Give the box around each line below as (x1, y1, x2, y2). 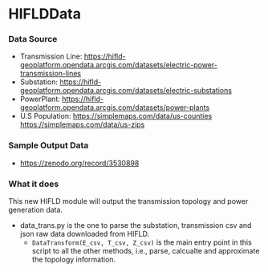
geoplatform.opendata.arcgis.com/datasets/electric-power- (19, 60, 218, 70)
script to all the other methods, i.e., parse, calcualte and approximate (31, 246, 260, 256)
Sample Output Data (8, 140, 89, 151)
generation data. (8, 205, 63, 215)
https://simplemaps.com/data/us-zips (19, 120, 145, 129)
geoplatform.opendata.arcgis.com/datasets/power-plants (19, 103, 210, 112)
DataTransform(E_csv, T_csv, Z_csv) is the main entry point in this (31, 237, 253, 247)
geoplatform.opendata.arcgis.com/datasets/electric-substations (19, 86, 233, 95)
